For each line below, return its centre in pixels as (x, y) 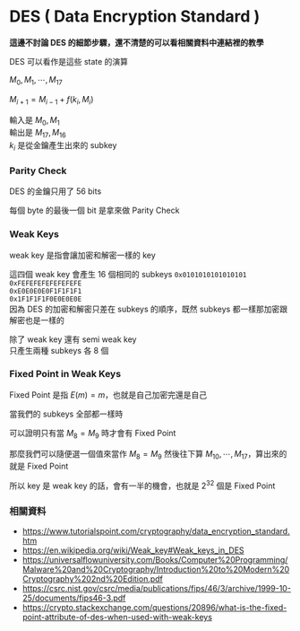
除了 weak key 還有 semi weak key (73, 339)
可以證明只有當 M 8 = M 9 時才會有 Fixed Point (93, 434)
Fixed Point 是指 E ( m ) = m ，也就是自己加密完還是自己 (108, 394)
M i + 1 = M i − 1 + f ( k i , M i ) (51, 100)
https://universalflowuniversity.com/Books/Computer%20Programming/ (155, 560)
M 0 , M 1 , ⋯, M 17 (36, 80)
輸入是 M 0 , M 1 (34, 121)
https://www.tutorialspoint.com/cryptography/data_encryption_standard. (156, 531)
